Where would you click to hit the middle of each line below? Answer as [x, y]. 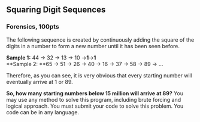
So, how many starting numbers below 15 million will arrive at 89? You [95, 93]
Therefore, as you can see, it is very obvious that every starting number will [99, 75]
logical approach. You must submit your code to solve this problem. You [95, 106]
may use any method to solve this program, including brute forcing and [94, 99]
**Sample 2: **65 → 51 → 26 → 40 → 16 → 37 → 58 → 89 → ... [85, 64]
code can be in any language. [43, 112]
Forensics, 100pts [33, 27]
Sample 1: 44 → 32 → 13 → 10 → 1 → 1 [51, 57]
